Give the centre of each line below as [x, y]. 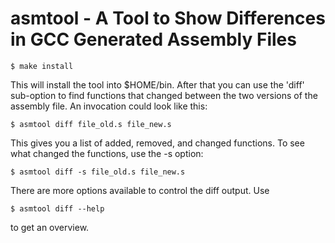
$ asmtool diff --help [57, 208]
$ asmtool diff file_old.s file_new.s [91, 124]
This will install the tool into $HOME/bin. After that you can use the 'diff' [157, 84]
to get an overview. [50, 227]
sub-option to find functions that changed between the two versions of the [164, 95]
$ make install [42, 66]
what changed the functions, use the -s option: [107, 153]
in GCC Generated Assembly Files [153, 39]
